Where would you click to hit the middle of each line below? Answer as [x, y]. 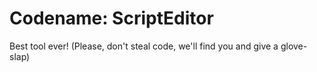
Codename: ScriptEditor [111, 18]
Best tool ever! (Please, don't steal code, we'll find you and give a [144, 46]
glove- [294, 46]
